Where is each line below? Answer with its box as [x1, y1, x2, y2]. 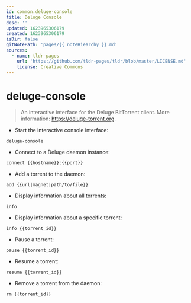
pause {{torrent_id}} [6, 247, 60, 254]
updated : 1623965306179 [6, 25, 65, 31]
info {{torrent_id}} [6, 226, 57, 232]
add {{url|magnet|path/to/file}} [6, 182, 89, 188]
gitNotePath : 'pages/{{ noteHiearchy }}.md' [6, 42, 118, 48]
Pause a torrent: [14, 236, 54, 243]
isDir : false [6, 36, 38, 42]
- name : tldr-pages [11, 53, 60, 59]
